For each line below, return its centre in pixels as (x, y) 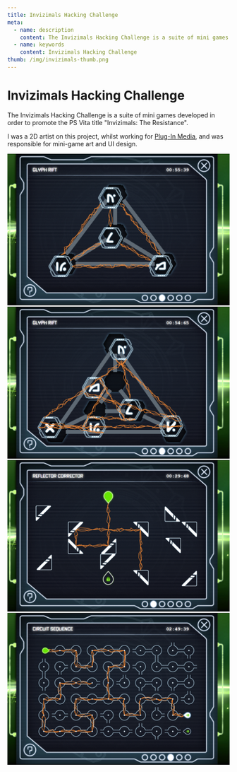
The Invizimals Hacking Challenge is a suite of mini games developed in (111, 115)
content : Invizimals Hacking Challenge (79, 52)
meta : (15, 22)
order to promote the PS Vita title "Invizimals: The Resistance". (98, 122)
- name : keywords (39, 45)
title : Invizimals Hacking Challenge (63, 15)
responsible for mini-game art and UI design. (72, 144)
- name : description (44, 30)
